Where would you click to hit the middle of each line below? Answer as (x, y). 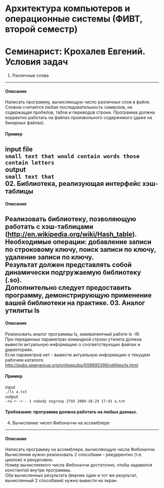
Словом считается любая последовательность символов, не (69, 107)
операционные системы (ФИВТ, (74, 19)
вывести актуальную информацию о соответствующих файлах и (73, 344)
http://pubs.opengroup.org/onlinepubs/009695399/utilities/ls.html (72, 365)
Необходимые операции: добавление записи (78, 242)
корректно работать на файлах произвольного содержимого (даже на (79, 118)
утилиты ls (22, 311)
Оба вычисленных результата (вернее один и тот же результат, (71, 475)
